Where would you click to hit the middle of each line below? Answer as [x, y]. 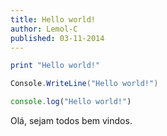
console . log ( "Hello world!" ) [71, 102]
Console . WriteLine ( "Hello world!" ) [84, 84]
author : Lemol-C [44, 29]
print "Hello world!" [55, 66]
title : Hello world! [53, 19]
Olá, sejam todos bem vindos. [71, 120]
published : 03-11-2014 [57, 38]
